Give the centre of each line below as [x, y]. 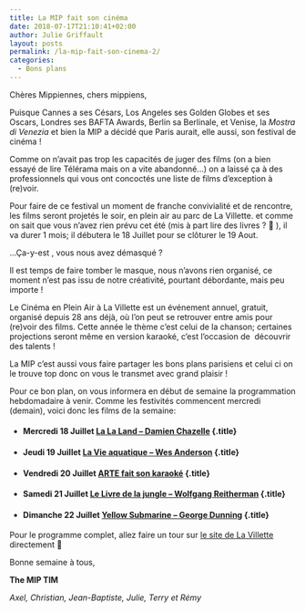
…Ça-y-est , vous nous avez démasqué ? [86, 253]
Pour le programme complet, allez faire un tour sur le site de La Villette [142, 535]
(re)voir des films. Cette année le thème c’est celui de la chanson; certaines [151, 327]
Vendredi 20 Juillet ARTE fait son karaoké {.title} [117, 473]
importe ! [26, 289]
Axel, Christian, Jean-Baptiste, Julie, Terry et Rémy [106, 597]
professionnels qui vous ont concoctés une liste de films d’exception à [141, 178]
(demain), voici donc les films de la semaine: [93, 410]
